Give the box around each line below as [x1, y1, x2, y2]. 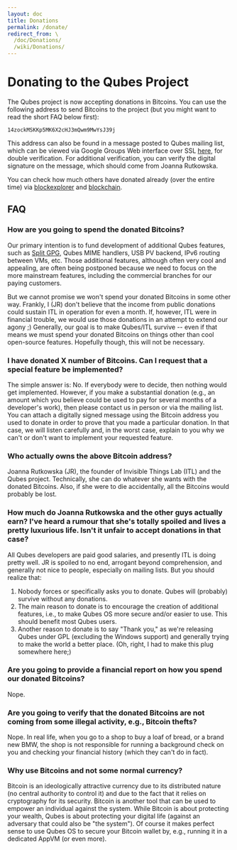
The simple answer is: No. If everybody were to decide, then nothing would [7, 380, 227, 389]
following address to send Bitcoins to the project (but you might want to [7, 104, 216, 114]
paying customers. [7, 279, 62, 287]
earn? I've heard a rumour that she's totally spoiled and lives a [7, 517, 226, 527]
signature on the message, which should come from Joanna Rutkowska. [7, 161, 219, 170]
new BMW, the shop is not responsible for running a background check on [7, 741, 225, 749]
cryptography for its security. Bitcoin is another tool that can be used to [7, 797, 216, 805]
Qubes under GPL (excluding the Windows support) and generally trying [17, 632, 229, 640]
